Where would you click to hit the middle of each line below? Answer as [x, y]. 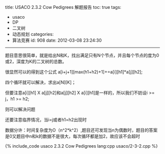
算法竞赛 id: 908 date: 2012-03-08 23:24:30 [57, 40]
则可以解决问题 [20, 109]
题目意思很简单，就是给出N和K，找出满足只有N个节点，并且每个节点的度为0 [82, 55]
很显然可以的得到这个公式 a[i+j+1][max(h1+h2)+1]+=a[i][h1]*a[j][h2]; [74, 72]
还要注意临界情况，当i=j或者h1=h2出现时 [46, 120]
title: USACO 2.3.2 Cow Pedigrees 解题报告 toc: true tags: [63, 7]
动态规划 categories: [33, 34]
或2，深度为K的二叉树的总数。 [36, 61]
